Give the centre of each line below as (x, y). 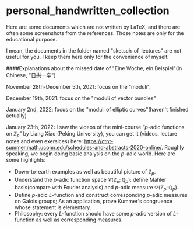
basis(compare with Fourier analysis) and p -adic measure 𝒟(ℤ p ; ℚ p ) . (96, 188)
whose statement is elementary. (53, 207)
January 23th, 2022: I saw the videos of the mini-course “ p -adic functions (95, 127)
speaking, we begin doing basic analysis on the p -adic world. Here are (91, 154)
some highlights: (26, 159)
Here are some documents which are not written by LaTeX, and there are (93, 27)
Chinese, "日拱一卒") (31, 75)
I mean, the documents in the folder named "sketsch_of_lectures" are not (94, 50)
